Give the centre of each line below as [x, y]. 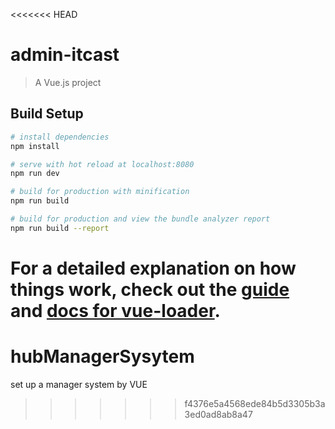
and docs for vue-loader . [115, 310]
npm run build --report [60, 228]
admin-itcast [65, 55]
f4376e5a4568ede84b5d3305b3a [255, 403]
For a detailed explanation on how [153, 268]
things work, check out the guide [150, 289]
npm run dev [35, 174]
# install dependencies [60, 137]
